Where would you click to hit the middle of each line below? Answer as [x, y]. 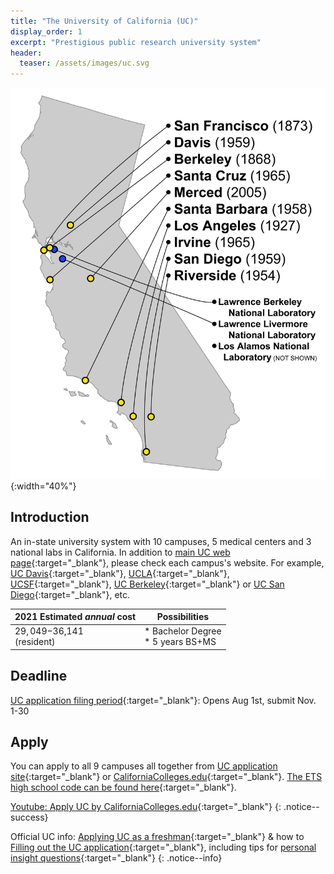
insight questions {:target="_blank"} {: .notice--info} [116, 858]
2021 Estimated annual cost [75, 616]
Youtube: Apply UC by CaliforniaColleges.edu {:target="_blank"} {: [146, 807]
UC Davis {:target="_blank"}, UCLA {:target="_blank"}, [120, 573]
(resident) [35, 642]
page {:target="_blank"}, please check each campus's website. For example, [167, 562]
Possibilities [183, 616]
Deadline [39, 676]
